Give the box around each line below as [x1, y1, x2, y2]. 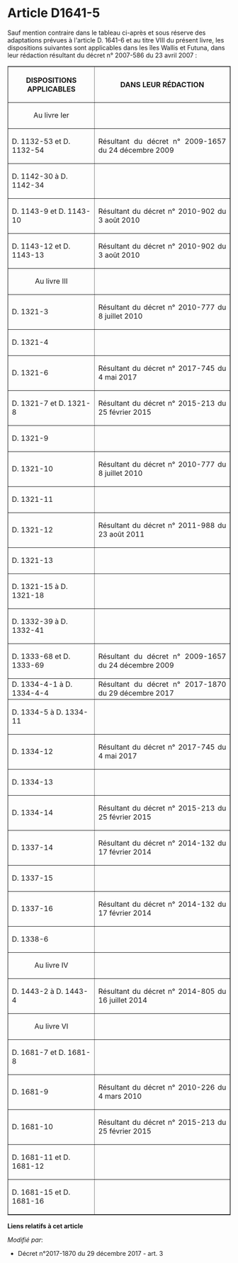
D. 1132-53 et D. [11, 136, 71, 146]
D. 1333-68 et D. [11, 651, 71, 661]
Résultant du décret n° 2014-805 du [98, 986, 227, 996]
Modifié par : [7, 1235, 44, 1244]
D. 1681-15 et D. [11, 1187, 71, 1197]
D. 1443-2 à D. [11, 986, 64, 996]
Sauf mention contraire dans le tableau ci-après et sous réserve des [7, 28, 206, 37]
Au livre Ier [33, 110, 69, 120]
